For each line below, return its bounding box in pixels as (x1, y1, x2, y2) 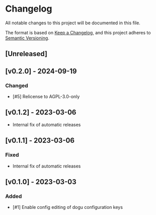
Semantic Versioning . (5, 35, 49, 41)
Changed (5, 82, 29, 89)
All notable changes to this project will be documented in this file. (5, 20, 141, 26)
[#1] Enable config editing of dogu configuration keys (12, 204, 123, 210)
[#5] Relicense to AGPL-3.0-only (12, 94, 80, 100)
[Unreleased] (5, 50, 48, 58)
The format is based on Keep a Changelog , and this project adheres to (5, 29, 151, 35)
